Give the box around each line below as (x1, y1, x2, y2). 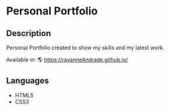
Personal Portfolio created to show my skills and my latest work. (6, 44, 165, 51)
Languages (6, 76, 49, 86)
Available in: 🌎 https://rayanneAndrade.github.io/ (6, 56, 129, 63)
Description (6, 28, 51, 38)
